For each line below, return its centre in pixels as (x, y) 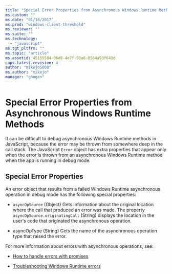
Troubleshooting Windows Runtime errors (57, 266)
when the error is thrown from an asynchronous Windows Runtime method (84, 155)
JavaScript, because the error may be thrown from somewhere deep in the (84, 144)
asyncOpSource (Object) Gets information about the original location (83, 204)
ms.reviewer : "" (23, 29)
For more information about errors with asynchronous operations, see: (79, 246)
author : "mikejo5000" (28, 67)
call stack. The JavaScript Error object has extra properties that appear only (86, 149)
